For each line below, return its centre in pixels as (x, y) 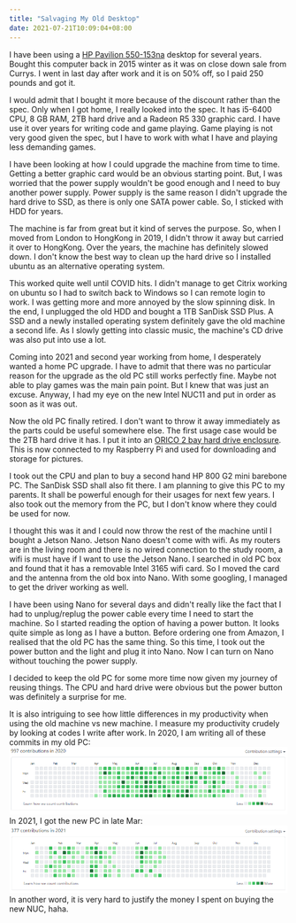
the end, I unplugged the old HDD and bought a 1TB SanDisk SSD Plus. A (141, 311)
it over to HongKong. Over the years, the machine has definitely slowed (139, 247)
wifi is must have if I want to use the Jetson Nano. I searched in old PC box (145, 559)
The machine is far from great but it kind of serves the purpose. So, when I (145, 228)
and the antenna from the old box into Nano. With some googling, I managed (148, 578)
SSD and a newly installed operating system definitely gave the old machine (147, 321)
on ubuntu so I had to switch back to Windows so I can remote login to (137, 292)
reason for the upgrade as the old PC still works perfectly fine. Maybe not (143, 376)
